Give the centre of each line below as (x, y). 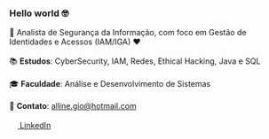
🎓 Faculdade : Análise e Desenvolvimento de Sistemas (110, 84)
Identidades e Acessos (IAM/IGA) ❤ (75, 42)
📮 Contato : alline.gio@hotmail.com (73, 106)
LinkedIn (35, 126)
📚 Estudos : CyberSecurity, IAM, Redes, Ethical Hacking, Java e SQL (135, 61)
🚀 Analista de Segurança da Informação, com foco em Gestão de (128, 33)
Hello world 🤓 (39, 13)
